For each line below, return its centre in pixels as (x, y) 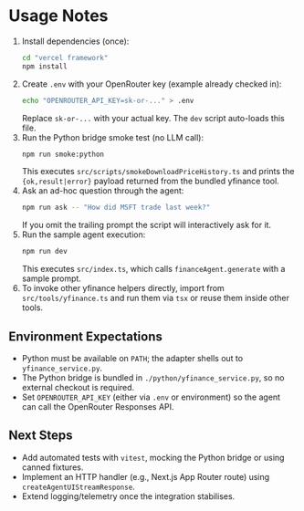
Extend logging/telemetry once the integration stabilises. (128, 496)
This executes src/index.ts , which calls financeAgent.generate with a (153, 269)
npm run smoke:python (63, 154)
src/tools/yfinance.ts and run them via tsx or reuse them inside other (155, 298)
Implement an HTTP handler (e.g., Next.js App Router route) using (146, 476)
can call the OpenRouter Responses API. (98, 407)
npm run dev (44, 252)
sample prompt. (51, 278)
